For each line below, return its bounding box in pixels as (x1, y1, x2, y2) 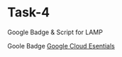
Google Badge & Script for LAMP (7, 28, 103, 36)
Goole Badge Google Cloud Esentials (7, 41, 115, 50)
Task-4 (7, 4, 50, 21)
